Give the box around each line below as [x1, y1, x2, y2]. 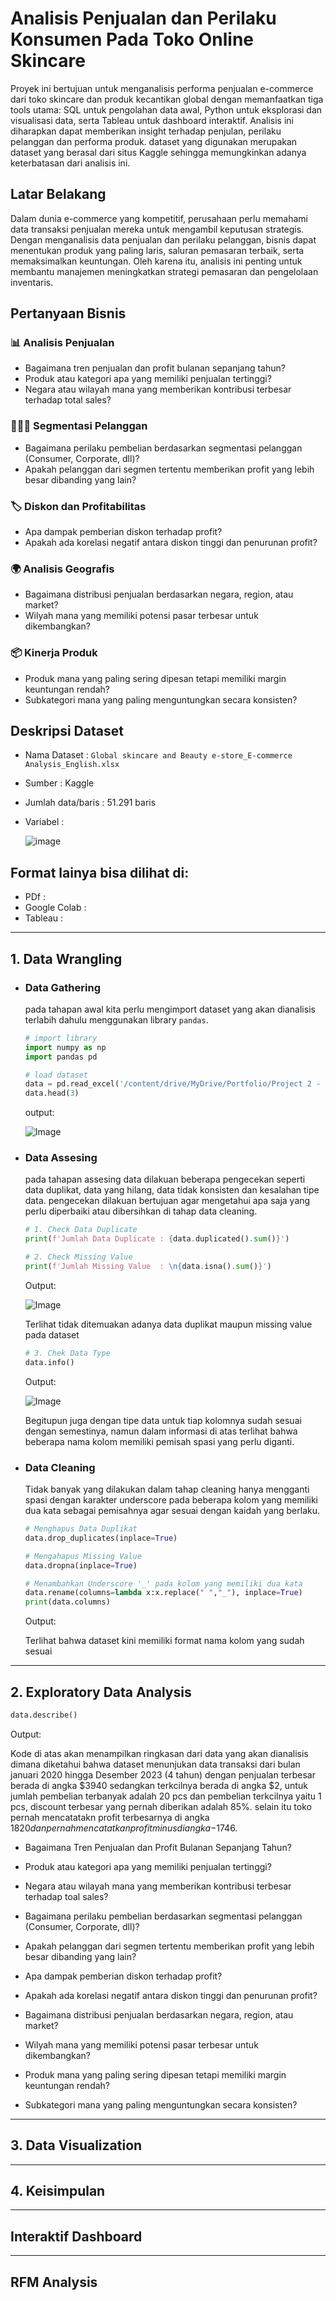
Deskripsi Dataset [10, 723, 124, 740]
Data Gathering [24, 980, 101, 994]
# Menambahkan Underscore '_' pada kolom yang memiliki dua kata [24, 1578, 303, 1589]
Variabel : [24, 816, 65, 828]
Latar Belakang [10, 186, 107, 203]
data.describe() [10, 1710, 78, 1720]
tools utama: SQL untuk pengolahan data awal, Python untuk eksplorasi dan [10, 103, 323, 116]
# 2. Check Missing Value [24, 1252, 133, 1262]
